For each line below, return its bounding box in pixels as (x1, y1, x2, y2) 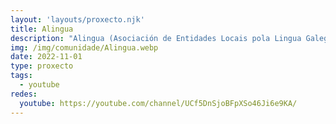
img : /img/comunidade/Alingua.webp (10, 42, 159, 53)
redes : (10, 89, 38, 99)
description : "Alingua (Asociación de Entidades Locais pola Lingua (10, 33, 302, 43)
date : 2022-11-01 (10, 52, 83, 62)
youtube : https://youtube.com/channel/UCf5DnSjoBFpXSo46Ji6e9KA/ (19, 98, 298, 108)
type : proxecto (10, 61, 74, 71)
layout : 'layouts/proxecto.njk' (10, 14, 145, 25)
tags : (10, 71, 33, 81)
